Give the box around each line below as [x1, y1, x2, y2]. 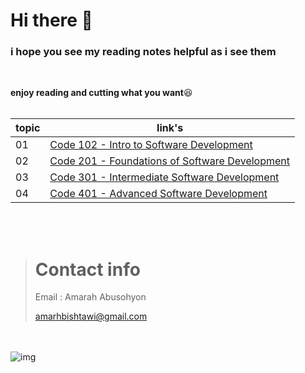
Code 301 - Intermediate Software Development [49, 170, 280, 184]
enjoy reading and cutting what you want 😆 [10, 87, 193, 99]
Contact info [34, 258, 141, 281]
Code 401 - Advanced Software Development [49, 187, 268, 201]
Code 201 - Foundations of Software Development [49, 154, 290, 168]
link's [156, 121, 184, 135]
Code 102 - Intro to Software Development [49, 138, 253, 152]
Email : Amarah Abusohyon [34, 291, 147, 303]
